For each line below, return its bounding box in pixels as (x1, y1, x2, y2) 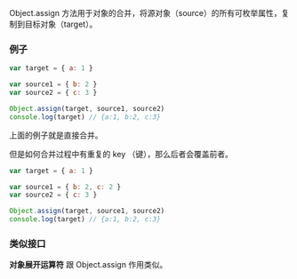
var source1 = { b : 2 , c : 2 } (9, 182, 122, 191)
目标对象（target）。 (24, 19, 98, 29)
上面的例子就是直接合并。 (9, 130, 103, 140)
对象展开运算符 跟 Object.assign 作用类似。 (9, 259, 168, 270)
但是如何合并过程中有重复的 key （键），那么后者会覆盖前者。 (9, 148, 233, 159)
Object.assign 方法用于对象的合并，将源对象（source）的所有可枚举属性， (9, 8, 282, 18)
